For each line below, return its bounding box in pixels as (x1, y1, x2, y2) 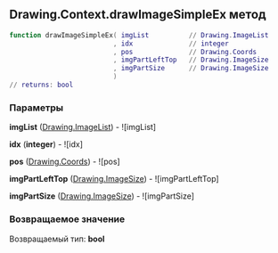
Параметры (9, 102, 64, 114)
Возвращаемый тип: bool (9, 233, 105, 244)
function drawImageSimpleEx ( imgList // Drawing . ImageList (9, 30, 269, 39)
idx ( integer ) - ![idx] (9, 139, 83, 150)
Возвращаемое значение (9, 213, 126, 225)
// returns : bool (9, 80, 74, 90)
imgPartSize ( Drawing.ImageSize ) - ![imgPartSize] (9, 191, 194, 201)
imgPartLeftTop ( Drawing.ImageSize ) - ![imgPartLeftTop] (9, 174, 220, 184)
